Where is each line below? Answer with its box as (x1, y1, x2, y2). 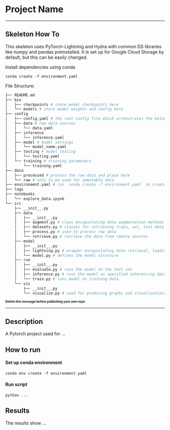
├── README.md (5, 92, 35, 97)
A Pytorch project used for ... (5, 331, 66, 337)
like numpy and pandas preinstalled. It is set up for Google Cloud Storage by (5, 49, 164, 55)
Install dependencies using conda (5, 64, 76, 70)
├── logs (5, 187, 24, 192)
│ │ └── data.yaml (5, 125, 53, 130)
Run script (5, 381, 28, 387)
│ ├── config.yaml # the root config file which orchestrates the (5, 116, 153, 121)
